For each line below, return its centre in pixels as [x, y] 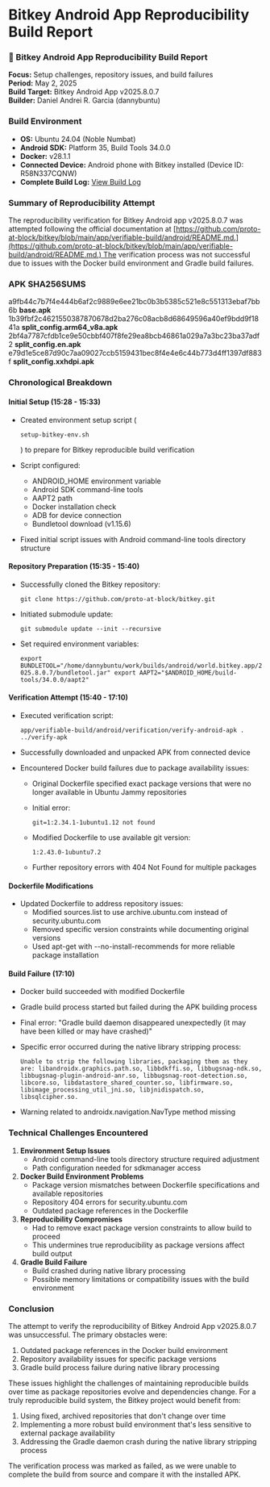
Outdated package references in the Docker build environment [124, 1350]
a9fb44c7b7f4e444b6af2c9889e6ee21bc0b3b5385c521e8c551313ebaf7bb [134, 302]
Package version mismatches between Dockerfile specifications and [145, 1184]
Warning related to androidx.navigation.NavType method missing [128, 1112]
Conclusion [31, 1309]
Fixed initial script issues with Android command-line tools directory [133, 539]
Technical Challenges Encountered [79, 1133]
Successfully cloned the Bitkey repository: [90, 584]
